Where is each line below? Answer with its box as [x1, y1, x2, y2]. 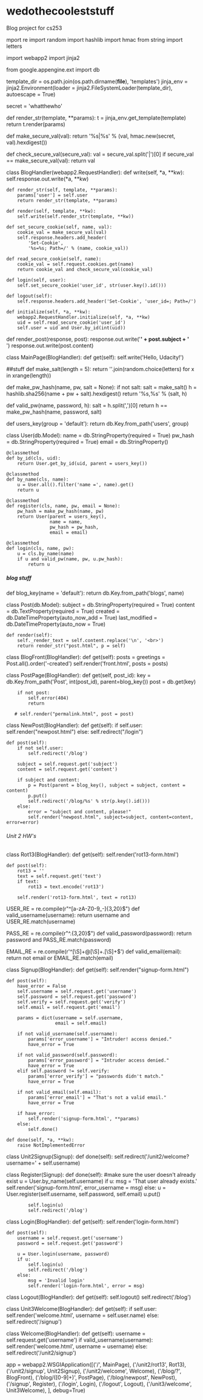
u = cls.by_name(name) [17, 551, 75, 557]
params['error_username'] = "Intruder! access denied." [28, 1036, 172, 1042]
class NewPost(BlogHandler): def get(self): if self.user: [6, 722, 143, 729]
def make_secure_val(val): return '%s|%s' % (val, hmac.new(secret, [6, 132, 176, 139]
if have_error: [17, 1111, 56, 1117]
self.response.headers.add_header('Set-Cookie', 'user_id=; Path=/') [17, 298, 197, 304]
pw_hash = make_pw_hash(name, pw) [17, 508, 104, 514]
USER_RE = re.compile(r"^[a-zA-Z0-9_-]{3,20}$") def [6, 905, 141, 913]
